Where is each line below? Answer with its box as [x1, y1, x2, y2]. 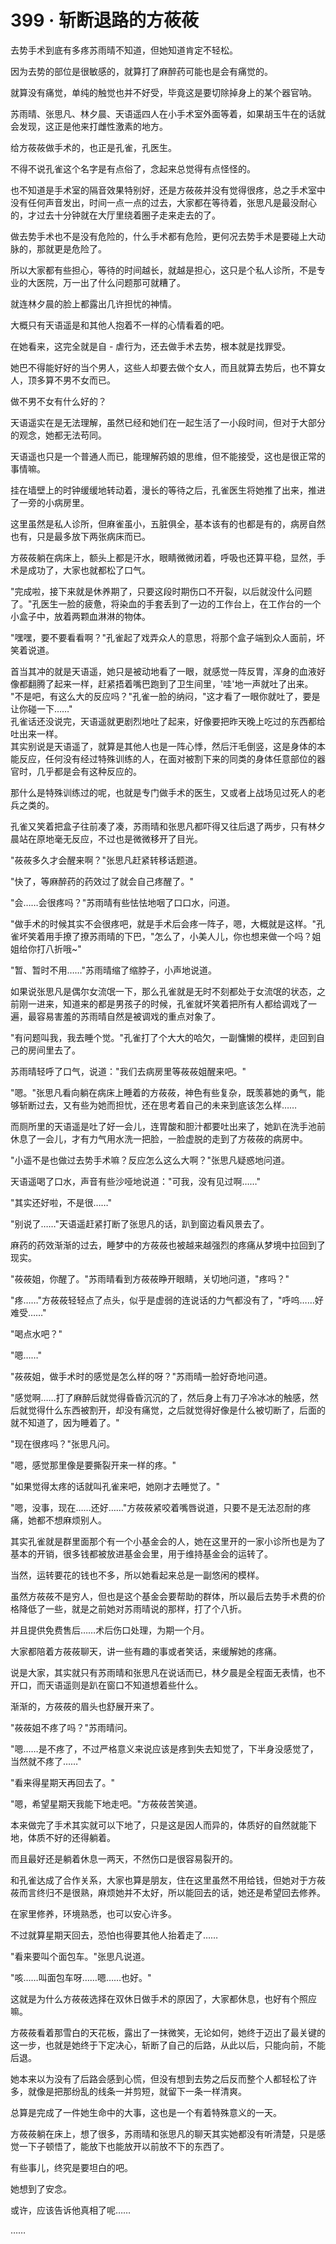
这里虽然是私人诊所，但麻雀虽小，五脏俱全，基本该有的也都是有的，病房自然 [10, 517, 326, 530]
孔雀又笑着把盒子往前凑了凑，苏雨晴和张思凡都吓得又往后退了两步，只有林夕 [10, 820, 326, 832]
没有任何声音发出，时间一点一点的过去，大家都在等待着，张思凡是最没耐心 [10, 196, 317, 208]
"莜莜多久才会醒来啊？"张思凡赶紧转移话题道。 [10, 854, 203, 866]
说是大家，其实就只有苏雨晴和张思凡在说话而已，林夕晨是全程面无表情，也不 [10, 1666, 326, 1678]
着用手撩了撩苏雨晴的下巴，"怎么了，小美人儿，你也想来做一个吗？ [36, 930, 313, 942]
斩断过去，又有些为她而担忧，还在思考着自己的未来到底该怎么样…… [18, 1099, 298, 1111]
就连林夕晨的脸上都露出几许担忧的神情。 [10, 297, 177, 310]
